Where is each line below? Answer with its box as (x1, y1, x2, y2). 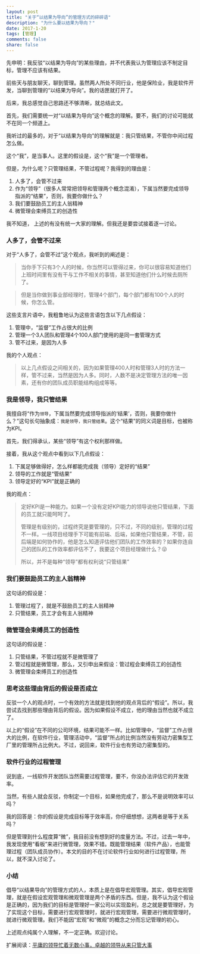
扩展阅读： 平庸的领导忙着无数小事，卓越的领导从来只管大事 (6, 941, 152, 948)
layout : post (6, 8, 39, 15)
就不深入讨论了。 (16, 855, 58, 862)
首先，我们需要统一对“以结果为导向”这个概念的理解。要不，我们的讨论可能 (6, 111, 189, 119)
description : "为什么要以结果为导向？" (6, 20, 95, 26)
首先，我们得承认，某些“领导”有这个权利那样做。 (6, 437, 126, 445)
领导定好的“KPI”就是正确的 (14, 478, 80, 485)
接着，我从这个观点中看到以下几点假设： (6, 450, 105, 458)
